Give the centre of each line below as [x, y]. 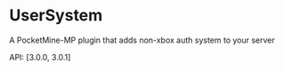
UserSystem [56, 16]
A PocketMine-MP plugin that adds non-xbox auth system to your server [142, 40]
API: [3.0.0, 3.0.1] [40, 57]
